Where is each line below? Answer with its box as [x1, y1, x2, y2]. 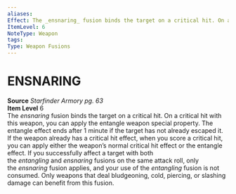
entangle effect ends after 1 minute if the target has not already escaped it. [7, 126, 223, 134]
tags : [7, 37, 23, 44]
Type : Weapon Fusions [7, 43, 71, 50]
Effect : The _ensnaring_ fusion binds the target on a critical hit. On [7, 17, 225, 24]
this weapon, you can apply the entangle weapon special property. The [7, 119, 214, 127]
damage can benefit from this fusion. [7, 179, 114, 187]
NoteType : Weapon [7, 30, 58, 37]
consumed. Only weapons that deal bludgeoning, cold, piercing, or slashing [7, 171, 226, 179]
